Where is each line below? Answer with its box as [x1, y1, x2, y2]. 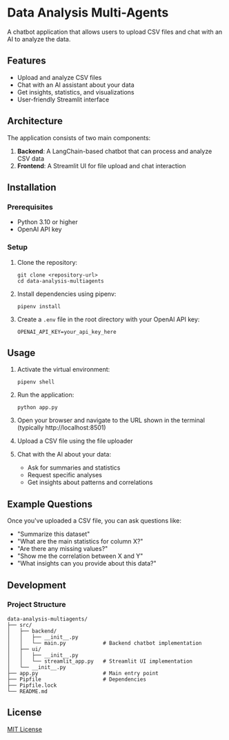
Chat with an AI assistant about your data [17, 81, 135, 89]
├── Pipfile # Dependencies [7, 676, 147, 683]
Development [7, 579, 67, 591]
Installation [7, 181, 57, 193]
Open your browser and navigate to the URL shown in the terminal [17, 416, 206, 425]
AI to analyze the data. [7, 34, 71, 43]
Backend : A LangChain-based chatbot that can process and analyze [17, 147, 212, 155]
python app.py [17, 404, 58, 411]
